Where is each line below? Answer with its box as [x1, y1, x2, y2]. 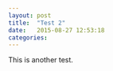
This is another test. [8, 55, 74, 65]
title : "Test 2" [8, 19, 66, 27]
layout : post [8, 11, 52, 20]
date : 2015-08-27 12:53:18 [8, 26, 105, 34]
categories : [8, 33, 48, 42]
